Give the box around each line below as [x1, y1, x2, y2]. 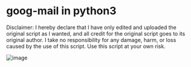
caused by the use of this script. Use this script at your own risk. [6, 43, 166, 50]
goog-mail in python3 [6, 4, 117, 18]
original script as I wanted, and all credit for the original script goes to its [6, 30, 186, 37]
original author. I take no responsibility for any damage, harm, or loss [6, 36, 177, 43]
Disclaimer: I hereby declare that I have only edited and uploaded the [6, 24, 177, 31]
